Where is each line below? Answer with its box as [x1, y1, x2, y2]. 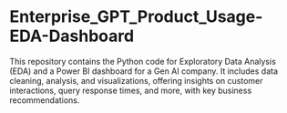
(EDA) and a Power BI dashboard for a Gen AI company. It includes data [9, 66, 279, 77]
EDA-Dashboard [9, 26, 135, 46]
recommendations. [9, 94, 80, 106]
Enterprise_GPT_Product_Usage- [9, 6, 263, 27]
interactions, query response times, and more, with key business [9, 85, 252, 96]
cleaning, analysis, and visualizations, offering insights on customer [9, 75, 263, 86]
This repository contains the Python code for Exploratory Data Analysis [9, 56, 276, 67]
